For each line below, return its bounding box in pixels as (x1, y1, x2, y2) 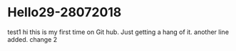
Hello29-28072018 (7, 4, 122, 21)
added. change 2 (7, 35, 58, 43)
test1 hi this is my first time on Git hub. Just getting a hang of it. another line (7, 28, 230, 36)
